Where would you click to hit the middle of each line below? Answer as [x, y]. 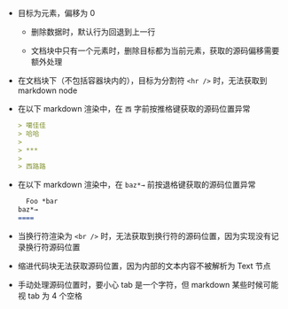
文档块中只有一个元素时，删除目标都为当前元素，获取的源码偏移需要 [155, 50]
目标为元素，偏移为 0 [56, 13]
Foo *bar [42, 202]
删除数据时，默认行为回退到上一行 [93, 32]
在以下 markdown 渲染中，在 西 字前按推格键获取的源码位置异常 [134, 108]
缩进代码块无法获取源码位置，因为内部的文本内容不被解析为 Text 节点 [144, 266]
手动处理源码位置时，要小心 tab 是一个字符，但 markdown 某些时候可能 [148, 284]
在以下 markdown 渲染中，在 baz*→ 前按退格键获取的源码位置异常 [136, 185]
